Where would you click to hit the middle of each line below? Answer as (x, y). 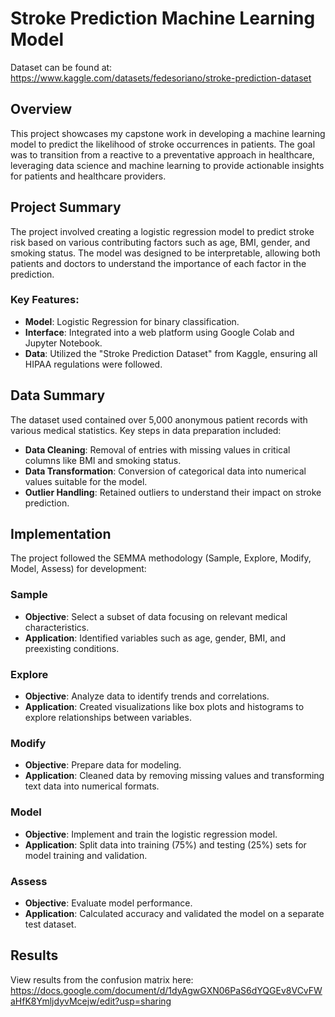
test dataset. (50, 924)
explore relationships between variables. (108, 718)
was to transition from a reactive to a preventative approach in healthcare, (162, 154)
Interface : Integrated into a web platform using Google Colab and (159, 332)
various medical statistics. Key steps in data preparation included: (146, 430)
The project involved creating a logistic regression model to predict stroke (162, 231)
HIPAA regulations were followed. (93, 364)
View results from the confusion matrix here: (102, 979)
